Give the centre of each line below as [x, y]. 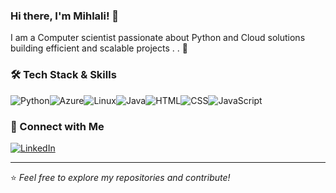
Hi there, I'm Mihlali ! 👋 [65, 16]
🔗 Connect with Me [57, 126]
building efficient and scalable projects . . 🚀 [99, 48]
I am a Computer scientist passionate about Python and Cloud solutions [158, 38]
